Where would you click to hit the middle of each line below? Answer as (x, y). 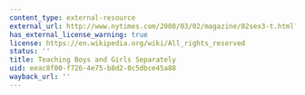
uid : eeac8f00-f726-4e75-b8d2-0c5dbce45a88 (93, 69)
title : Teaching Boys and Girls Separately (93, 60)
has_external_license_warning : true (79, 34)
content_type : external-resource (73, 18)
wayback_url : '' (40, 77)
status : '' (30, 52)
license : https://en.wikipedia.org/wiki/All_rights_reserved (128, 43)
